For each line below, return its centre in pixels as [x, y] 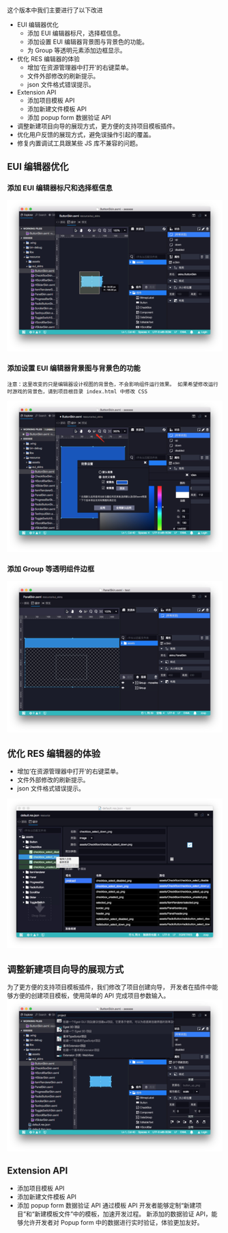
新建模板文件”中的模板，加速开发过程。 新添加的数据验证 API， [123, 1214]
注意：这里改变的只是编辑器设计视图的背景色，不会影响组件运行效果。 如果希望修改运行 [113, 384]
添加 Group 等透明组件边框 [51, 569]
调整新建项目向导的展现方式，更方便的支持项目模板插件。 [98, 126]
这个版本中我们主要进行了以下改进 [55, 10]
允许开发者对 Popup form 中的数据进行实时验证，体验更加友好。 [113, 1222]
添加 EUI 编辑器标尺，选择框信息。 [76, 33]
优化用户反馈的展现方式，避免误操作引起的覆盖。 [86, 135]
